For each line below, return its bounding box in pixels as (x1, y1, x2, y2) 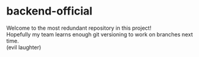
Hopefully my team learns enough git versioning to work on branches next (6, 30, 194, 38)
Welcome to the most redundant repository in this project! (6, 24, 151, 32)
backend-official (6, 4, 93, 18)
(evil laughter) (6, 44, 42, 51)
